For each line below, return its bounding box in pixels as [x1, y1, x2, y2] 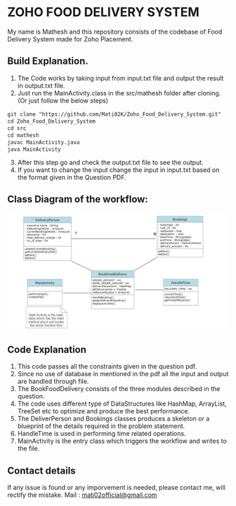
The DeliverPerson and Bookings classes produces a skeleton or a [17, 415, 210, 423]
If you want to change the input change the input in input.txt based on [17, 166, 220, 174]
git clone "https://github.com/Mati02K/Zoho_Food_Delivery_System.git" [7, 110, 221, 118]
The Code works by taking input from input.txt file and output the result [17, 74, 224, 82]
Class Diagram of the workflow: [7, 194, 149, 206]
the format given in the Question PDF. [17, 173, 126, 181]
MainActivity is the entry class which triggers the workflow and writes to [17, 437, 227, 446]
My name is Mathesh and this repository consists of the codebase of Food [7, 27, 223, 36]
